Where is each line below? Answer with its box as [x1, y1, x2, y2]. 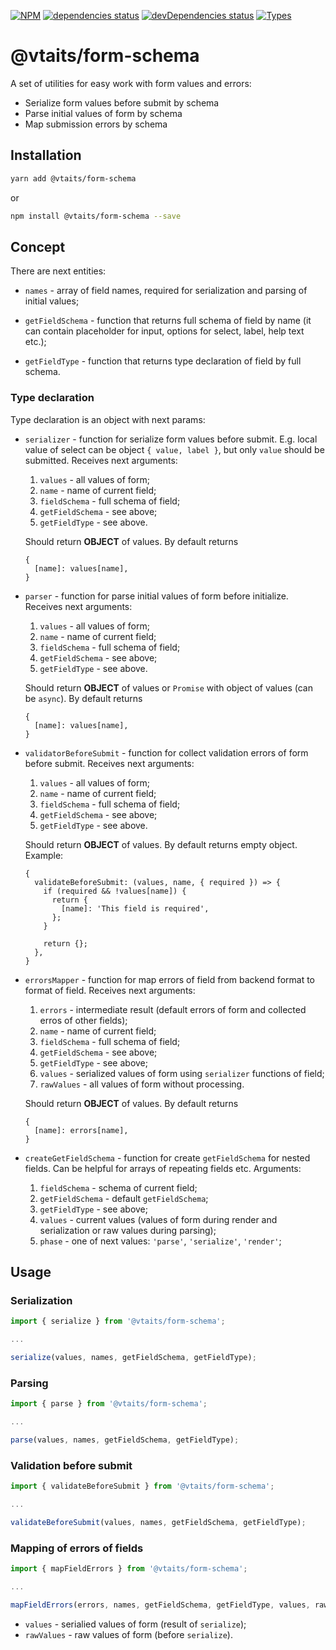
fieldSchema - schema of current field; [39, 1181, 198, 1194]
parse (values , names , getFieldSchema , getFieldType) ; [10, 1435, 240, 1445]
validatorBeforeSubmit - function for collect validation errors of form [24, 746, 309, 759]
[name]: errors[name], [34, 1125, 129, 1135]
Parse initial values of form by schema [24, 107, 183, 119]
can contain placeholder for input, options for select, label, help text [24, 325, 305, 337]
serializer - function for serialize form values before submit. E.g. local [24, 433, 318, 445]
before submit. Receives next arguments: [24, 757, 195, 769]
